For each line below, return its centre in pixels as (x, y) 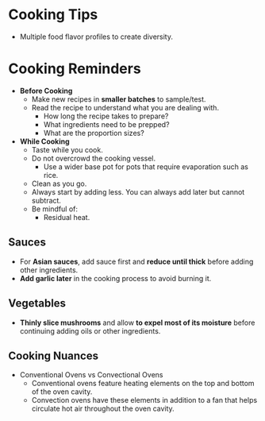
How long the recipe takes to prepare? (106, 116)
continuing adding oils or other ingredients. (90, 330)
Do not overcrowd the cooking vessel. (94, 158)
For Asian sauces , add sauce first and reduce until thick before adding (136, 261)
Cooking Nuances (54, 355)
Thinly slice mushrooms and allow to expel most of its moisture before (137, 323)
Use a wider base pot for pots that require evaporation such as (146, 166)
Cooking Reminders (75, 69)
